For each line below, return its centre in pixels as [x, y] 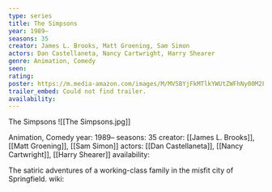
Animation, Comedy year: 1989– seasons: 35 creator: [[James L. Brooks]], [132, 138]
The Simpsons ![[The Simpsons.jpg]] [70, 122]
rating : [21, 76]
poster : [21, 83]
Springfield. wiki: [36, 179]
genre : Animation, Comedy [52, 62]
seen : [17, 69]
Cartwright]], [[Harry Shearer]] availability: [79, 155]
